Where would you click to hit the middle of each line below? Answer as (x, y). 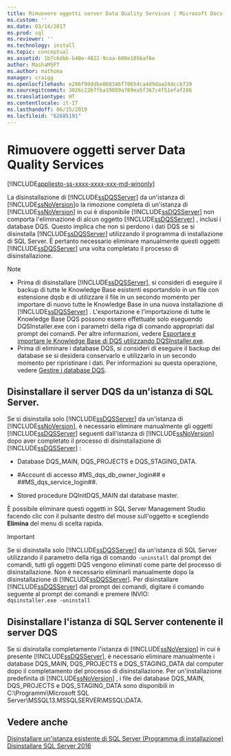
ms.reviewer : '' (30, 39)
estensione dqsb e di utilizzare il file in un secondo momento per (109, 297)
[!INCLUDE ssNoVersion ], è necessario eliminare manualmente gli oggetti (110, 426)
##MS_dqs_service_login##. (57, 482)
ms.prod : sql (26, 33)
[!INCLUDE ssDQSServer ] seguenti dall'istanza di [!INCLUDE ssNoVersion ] (111, 434)
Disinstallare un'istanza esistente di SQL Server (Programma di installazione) (115, 738)
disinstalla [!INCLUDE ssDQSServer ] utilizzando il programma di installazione (115, 233)
